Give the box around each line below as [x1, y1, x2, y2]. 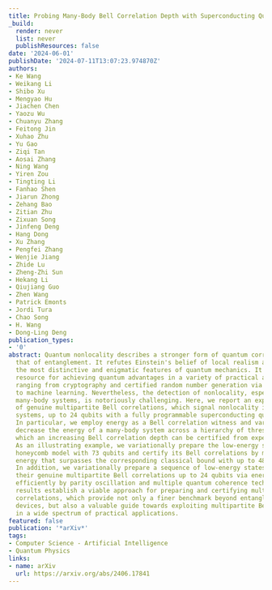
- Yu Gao [8, 139, 38, 148]
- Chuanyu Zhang [8, 118, 63, 126]
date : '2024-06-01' [8, 49, 74, 58]
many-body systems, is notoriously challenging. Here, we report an [15, 396, 252, 404]
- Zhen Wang [8, 291, 49, 299]
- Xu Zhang [8, 238, 45, 246]
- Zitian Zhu [8, 207, 53, 216]
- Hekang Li [8, 276, 49, 284]
